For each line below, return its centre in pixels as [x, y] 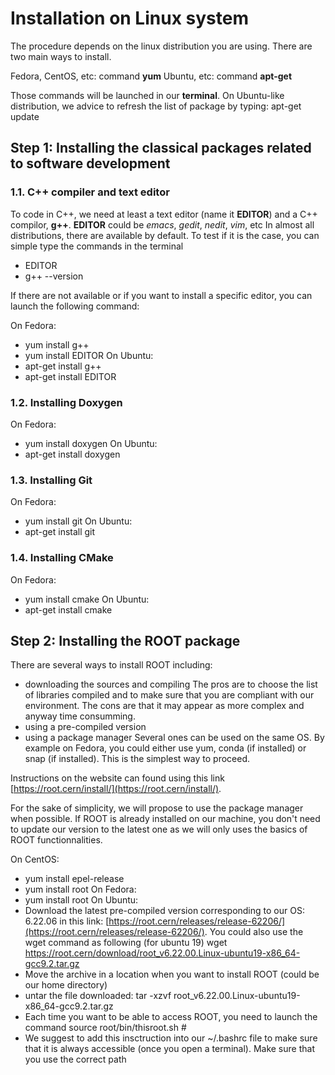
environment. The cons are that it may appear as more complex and [164, 706]
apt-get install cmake [68, 609]
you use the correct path [75, 1059]
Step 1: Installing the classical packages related [161, 148]
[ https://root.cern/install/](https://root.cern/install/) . [116, 789]
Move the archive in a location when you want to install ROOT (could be [172, 974]
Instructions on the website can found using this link [117, 778]
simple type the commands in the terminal [97, 246]
